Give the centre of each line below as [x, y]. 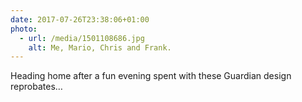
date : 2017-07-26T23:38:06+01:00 [80, 19]
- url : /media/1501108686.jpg [82, 38]
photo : [24, 29]
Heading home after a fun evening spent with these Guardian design [151, 76]
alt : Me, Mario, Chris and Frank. [100, 47]
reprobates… [36, 87]
